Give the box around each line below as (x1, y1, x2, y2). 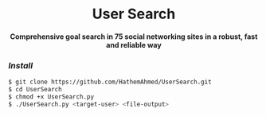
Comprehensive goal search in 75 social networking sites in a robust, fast (10, 32, 258, 41)
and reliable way (106, 40, 162, 49)
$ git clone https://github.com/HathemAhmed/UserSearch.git (8, 78, 213, 87)
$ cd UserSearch (8, 85, 62, 93)
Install (8, 60, 33, 71)
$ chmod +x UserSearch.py (8, 92, 94, 101)
